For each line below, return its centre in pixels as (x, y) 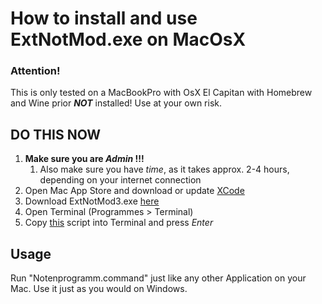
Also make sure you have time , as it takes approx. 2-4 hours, (164, 169)
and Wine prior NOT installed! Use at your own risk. (116, 103)
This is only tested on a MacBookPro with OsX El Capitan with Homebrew (161, 93)
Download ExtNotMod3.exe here (92, 201)
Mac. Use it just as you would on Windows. (99, 289)
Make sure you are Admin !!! (84, 159)
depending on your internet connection (120, 180)
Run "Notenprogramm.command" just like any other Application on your (158, 278)
